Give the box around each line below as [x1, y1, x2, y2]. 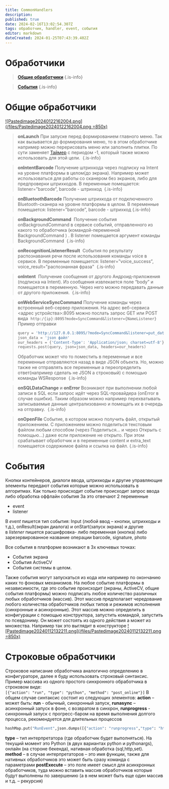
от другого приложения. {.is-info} [17, 289, 91, 295]
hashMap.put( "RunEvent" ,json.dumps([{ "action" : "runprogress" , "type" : [5, 726, 156, 731]
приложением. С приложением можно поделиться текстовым [17, 422, 152, 428]
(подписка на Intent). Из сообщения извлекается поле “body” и [17, 279, 153, 285]
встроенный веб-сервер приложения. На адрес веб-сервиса [17, 304, 150, 310]
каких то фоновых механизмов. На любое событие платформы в [5, 580, 144, 586]
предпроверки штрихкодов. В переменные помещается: [17, 180, 140, 187]
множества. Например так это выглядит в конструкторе [5, 623, 127, 629]
